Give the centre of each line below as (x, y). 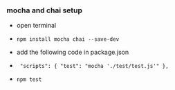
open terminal (36, 26)
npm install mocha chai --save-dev (68, 39)
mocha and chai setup (45, 10)
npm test (29, 80)
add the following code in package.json (73, 52)
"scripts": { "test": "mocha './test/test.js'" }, (94, 66)
